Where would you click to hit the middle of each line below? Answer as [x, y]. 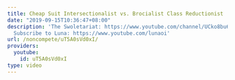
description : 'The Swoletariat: [54, 26]
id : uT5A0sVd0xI [44, 59]
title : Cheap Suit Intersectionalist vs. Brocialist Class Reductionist [115, 14]
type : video [24, 65]
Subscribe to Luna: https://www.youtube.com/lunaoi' [92, 33]
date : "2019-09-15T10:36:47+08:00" [59, 20]
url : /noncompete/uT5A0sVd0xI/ [53, 40]
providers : [23, 46]
